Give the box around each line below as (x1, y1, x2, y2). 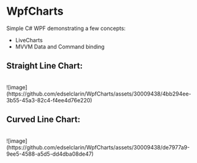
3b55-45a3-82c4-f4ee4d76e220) (6, 96, 93, 104)
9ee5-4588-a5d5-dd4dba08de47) (6, 150, 94, 157)
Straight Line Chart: (6, 61, 83, 71)
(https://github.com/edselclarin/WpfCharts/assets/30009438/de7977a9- (6, 143, 190, 151)
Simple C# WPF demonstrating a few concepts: (6, 25, 126, 32)
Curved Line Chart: (6, 115, 81, 125)
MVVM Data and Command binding (15, 43, 105, 50)
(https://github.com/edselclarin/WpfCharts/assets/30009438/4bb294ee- (6, 90, 191, 97)
